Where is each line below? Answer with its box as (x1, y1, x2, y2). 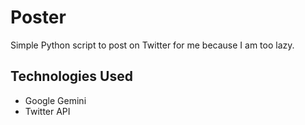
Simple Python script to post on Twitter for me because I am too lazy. (10, 39, 295, 51)
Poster (10, 6, 67, 29)
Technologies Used (10, 68, 133, 85)
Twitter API (24, 105, 71, 117)
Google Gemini (24, 94, 87, 106)
